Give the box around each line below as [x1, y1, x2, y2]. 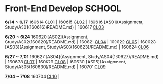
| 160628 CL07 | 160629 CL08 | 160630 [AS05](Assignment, [5, 59, 127, 64]
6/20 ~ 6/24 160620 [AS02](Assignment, [5, 34, 89, 40]
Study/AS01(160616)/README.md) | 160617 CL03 [5, 24, 104, 30]
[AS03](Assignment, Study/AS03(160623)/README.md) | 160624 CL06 [5, 44, 149, 50]
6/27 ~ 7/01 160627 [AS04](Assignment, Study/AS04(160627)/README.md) [5, 53, 159, 59]
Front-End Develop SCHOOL [5, 3, 122, 14]
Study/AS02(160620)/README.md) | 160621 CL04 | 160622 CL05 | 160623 [5, 39, 156, 44]
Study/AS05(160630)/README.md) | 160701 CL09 [5, 64, 106, 70]
